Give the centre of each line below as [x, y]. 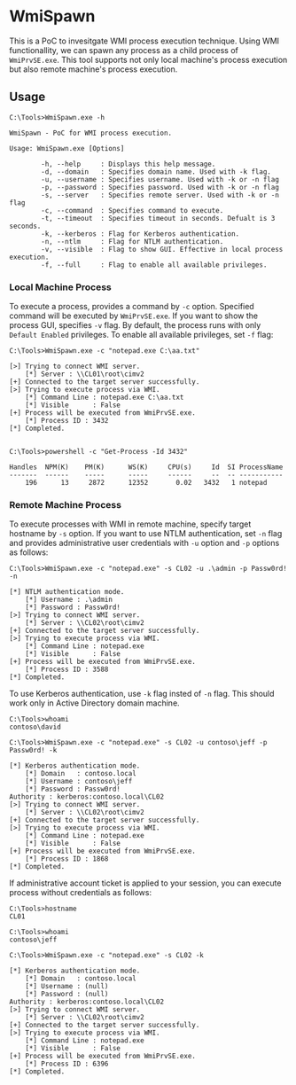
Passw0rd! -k [33, 751]
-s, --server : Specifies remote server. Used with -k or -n [160, 195]
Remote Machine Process [66, 504]
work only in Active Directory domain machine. [94, 703]
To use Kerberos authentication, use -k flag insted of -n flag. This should [142, 694]
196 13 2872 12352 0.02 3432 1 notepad [146, 483]
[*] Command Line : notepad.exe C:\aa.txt [105, 398]
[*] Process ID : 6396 [67, 1064]
